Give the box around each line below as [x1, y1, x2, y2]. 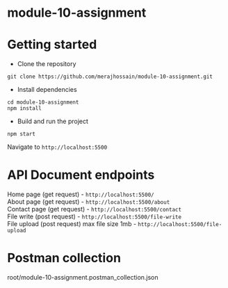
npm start [7, 131, 36, 138]
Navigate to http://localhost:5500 [7, 143, 108, 151]
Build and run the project [17, 117, 89, 126]
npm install [7, 105, 42, 112]
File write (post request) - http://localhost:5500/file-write [7, 212, 182, 221]
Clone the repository [17, 60, 76, 68]
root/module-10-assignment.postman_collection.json [7, 273, 158, 281]
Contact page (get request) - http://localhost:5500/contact [7, 205, 182, 214]
